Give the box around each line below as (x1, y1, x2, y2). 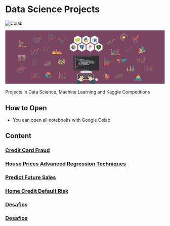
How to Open (5, 104, 47, 112)
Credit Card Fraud (5, 147, 50, 154)
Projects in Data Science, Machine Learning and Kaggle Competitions (5, 89, 150, 95)
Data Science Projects (5, 4, 100, 15)
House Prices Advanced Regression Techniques (5, 160, 126, 167)
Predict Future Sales (5, 174, 56, 181)
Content (5, 131, 32, 140)
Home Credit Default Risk (5, 188, 69, 195)
